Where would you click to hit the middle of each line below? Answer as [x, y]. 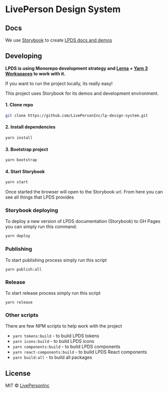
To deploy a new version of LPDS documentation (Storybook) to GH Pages [83, 221]
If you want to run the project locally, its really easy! [59, 83]
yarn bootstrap [21, 160]
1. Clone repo [19, 105]
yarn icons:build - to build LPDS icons [53, 341]
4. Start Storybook [25, 171]
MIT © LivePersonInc [27, 385]
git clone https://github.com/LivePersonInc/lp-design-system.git [77, 116]
